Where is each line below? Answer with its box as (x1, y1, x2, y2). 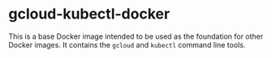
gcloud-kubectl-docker (8, 5, 171, 23)
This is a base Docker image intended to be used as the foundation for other (8, 31, 264, 41)
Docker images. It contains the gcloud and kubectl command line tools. (8, 39, 246, 49)
